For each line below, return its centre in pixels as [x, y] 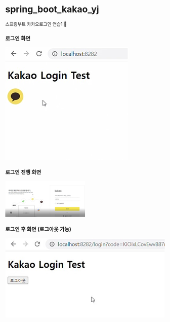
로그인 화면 [18, 38]
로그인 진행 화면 [23, 172]
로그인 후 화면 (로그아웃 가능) [38, 229]
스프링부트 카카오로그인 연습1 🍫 [36, 24]
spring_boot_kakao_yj [52, 9]
